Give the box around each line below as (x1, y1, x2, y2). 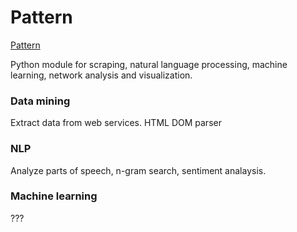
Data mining (10, 94, 71, 108)
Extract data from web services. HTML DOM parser (10, 117, 222, 129)
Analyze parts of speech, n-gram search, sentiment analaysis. (10, 164, 267, 176)
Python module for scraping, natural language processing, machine (10, 58, 288, 70)
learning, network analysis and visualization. (10, 69, 193, 81)
